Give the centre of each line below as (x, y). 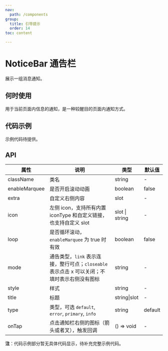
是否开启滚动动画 (69, 189)
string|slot (127, 297)
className (21, 179)
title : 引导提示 (25, 24)
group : (12, 19)
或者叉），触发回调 (76, 330)
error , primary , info (73, 314)
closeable (96, 264)
